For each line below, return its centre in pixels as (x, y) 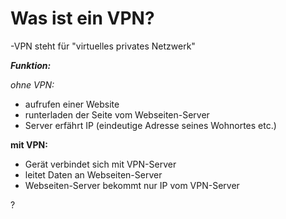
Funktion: (31, 65)
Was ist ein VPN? (82, 18)
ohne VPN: (32, 84)
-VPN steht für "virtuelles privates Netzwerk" (103, 46)
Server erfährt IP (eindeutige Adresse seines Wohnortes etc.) (150, 125)
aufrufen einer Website (72, 104)
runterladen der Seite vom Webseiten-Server (117, 114)
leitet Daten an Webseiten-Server (93, 174)
